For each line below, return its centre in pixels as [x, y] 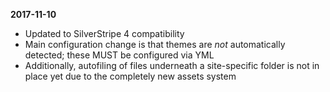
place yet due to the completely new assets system [130, 76]
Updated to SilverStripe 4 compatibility [104, 33]
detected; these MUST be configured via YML [119, 55]
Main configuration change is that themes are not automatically [155, 44]
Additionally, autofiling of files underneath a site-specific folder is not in [172, 65]
